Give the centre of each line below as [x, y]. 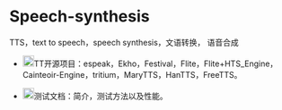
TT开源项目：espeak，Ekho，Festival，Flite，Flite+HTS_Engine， [156, 63]
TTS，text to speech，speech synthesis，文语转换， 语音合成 [124, 42]
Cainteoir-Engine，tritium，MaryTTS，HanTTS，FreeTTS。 [132, 74]
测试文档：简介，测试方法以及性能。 [101, 96]
